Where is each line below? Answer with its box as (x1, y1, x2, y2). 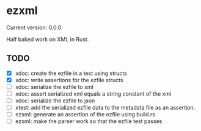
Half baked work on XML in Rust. (6, 35, 89, 43)
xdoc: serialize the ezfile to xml (15, 83, 93, 90)
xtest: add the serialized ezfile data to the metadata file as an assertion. (15, 104, 196, 112)
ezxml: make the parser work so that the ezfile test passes (15, 118, 163, 125)
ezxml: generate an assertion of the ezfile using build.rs (15, 111, 156, 118)
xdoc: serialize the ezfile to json (15, 97, 95, 104)
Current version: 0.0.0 (6, 24, 62, 31)
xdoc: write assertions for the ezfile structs (15, 76, 123, 83)
